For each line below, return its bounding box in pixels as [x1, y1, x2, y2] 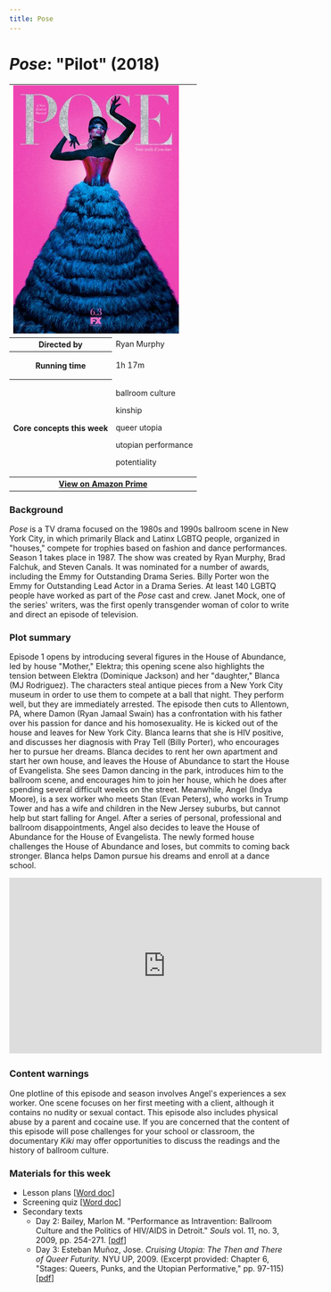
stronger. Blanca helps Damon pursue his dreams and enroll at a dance [9, 850, 270, 861]
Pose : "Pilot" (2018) [9, 54, 161, 74]
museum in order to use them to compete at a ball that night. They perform [9, 690, 284, 700]
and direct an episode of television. [9, 609, 139, 620]
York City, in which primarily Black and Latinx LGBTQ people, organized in [9, 534, 280, 544]
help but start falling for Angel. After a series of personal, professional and [9, 813, 283, 824]
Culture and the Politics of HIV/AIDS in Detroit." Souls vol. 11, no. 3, [35, 1225, 279, 1236]
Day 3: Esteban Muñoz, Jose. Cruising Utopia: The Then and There [35, 1245, 283, 1255]
